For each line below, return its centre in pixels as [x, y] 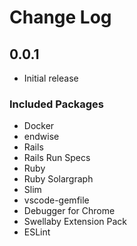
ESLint [37, 232]
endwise [41, 137]
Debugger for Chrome [69, 211]
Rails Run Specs [57, 158]
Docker [39, 126]
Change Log [60, 17]
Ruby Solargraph [58, 179]
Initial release [51, 78]
